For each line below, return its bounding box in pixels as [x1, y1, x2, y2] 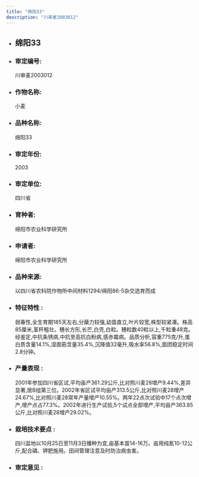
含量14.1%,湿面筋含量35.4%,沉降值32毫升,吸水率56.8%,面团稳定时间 [25, 340, 194, 348]
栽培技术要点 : [14, 425, 55, 433]
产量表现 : [14, 364, 43, 372]
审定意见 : [14, 463, 43, 472]
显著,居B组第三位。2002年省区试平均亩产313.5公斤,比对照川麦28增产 [14, 386, 185, 393]
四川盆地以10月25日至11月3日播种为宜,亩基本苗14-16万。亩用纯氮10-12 [14, 440, 188, 447]
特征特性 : [14, 304, 43, 312]
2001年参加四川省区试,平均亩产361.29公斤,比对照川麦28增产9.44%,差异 [14, 379, 191, 386]
